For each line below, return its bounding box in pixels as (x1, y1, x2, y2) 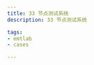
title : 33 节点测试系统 (7, 10, 69, 17)
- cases (7, 42, 30, 49)
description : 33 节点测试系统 (7, 16, 87, 23)
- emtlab (7, 35, 32, 42)
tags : (7, 29, 23, 36)
